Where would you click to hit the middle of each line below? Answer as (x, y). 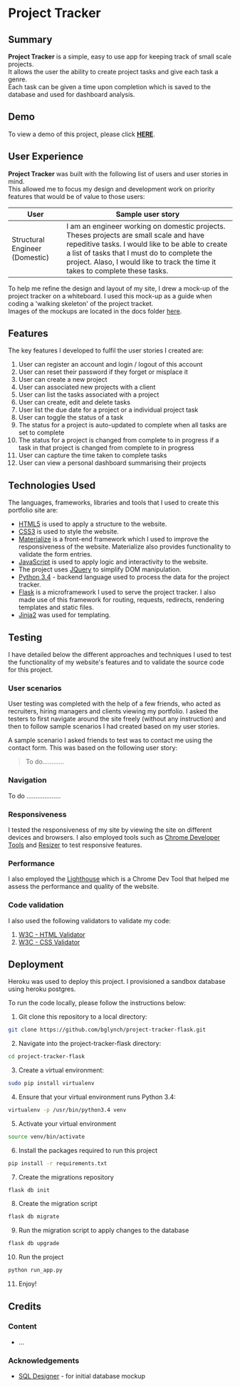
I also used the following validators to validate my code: (90, 920)
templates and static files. (56, 607)
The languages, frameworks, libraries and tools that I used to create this (114, 503)
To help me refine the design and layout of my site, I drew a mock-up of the (119, 288)
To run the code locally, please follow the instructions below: (97, 1003)
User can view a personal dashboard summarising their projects (112, 463)
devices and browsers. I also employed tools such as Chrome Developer (114, 837)
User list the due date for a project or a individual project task (108, 410)
